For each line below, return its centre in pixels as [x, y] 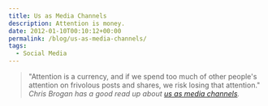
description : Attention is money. [67, 23]
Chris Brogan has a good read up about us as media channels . [134, 93]
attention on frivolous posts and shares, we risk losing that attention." [144, 85]
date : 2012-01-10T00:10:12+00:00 [65, 31]
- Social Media [41, 53]
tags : [17, 46]
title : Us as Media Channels [58, 16]
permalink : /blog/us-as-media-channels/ [78, 38]
